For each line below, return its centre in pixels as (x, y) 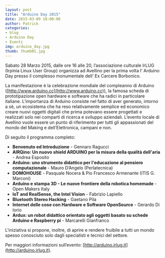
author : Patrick (22, 24)
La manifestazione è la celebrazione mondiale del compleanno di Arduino (80, 85)
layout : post (19, 10)
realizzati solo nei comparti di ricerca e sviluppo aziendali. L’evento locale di (82, 117)
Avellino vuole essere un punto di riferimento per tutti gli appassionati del (80, 122)
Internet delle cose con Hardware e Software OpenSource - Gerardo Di (86, 205)
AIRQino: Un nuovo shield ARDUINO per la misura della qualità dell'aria (86, 152)
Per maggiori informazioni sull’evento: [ (45, 245)
